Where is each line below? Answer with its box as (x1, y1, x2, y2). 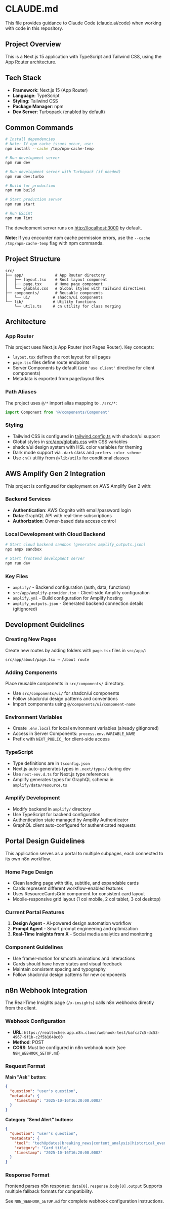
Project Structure (5, 255, 61, 263)
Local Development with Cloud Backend (5, 530, 105, 538)
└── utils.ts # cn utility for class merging (14, 304, 121, 309)
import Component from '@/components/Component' (5, 410, 110, 415)
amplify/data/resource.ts (12, 783, 67, 788)
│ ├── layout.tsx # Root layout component (5, 277, 108, 282)
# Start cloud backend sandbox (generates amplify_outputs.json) (5, 542, 146, 547)
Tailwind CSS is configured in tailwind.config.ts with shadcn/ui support (12, 433, 160, 439)
